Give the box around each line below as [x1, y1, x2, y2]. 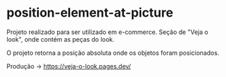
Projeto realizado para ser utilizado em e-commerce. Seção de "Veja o [6, 28, 209, 36]
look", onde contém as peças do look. [6, 35, 115, 43]
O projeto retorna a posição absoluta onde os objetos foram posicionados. [6, 49, 220, 57]
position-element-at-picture [6, 5, 174, 21]
